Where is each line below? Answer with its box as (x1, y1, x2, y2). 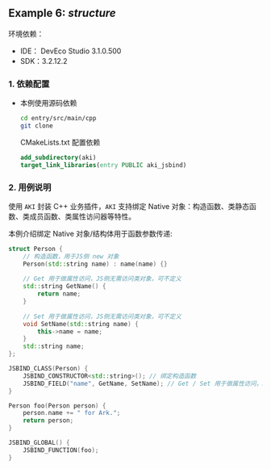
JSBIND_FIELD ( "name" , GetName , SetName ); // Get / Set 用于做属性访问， (23, 379, 263, 387)
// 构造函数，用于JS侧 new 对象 (23, 252, 119, 261)
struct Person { (8, 245, 63, 253)
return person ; (23, 417, 74, 425)
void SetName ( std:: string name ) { (23, 320, 139, 328)
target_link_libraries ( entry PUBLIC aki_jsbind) (19, 161, 187, 169)
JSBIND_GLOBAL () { (8, 439, 70, 447)
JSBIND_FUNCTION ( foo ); (23, 446, 99, 454)
